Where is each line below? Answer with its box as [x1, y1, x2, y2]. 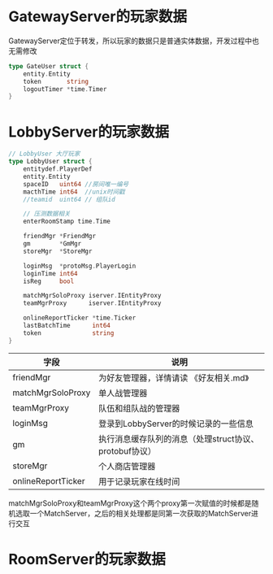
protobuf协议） [98, 445, 157, 456]
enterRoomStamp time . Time [23, 217, 111, 226]
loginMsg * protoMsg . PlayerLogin [23, 262, 136, 270]
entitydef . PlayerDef [23, 165, 93, 173]
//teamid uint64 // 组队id [23, 195, 115, 203]
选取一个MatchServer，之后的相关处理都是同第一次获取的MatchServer [15, 508, 252, 518]
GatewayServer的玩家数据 [8, 7, 188, 26]
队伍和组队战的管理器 [98, 402, 180, 414]
